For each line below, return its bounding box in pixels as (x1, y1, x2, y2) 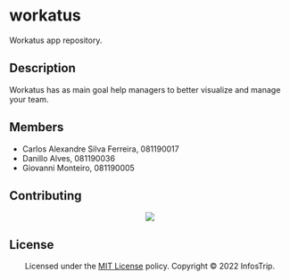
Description (9, 61, 76, 76)
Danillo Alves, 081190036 (21, 152, 116, 163)
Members (9, 119, 64, 135)
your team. (9, 94, 49, 104)
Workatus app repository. (9, 35, 103, 45)
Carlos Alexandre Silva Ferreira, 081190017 (21, 144, 180, 154)
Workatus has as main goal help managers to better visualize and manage (9, 84, 281, 95)
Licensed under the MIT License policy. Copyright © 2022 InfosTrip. (25, 260, 275, 272)
